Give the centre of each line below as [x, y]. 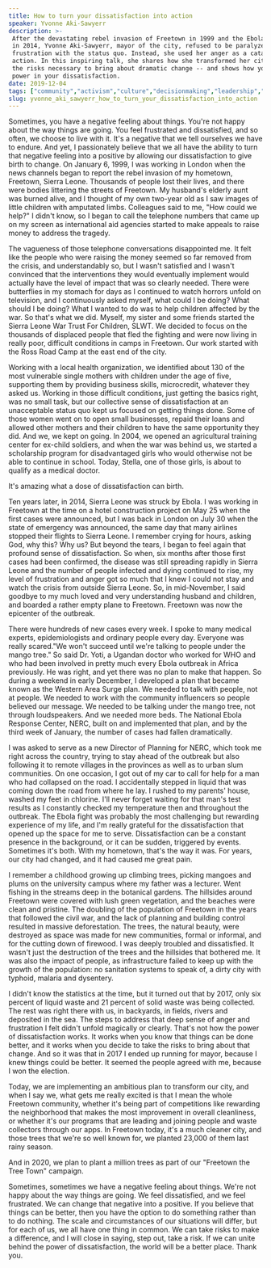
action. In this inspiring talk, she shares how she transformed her [131, 61]
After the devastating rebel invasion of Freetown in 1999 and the [127, 38]
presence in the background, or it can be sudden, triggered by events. [125, 842]
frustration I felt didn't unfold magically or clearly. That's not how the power [134, 1028]
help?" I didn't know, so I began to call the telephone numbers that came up [134, 216]
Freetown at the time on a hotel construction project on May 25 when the [129, 511]
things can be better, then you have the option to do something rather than [132, 1212]
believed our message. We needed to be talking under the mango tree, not [132, 706]
